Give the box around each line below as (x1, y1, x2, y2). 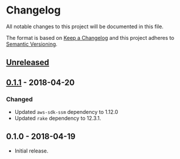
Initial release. (14, 147, 49, 154)
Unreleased (6, 57, 50, 67)
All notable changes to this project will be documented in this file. (6, 23, 164, 30)
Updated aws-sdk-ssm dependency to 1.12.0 (14, 109, 118, 116)
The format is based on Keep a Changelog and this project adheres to (6, 34, 175, 41)
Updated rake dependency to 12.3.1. (14, 115, 101, 122)
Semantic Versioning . (6, 40, 57, 48)
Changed (6, 95, 33, 103)
